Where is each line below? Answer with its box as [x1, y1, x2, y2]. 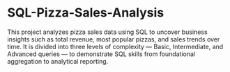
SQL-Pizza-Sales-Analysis [7, 5, 164, 21]
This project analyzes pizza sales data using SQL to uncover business [7, 28, 208, 36]
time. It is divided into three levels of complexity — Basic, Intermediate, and [7, 42, 224, 51]
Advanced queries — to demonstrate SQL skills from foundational [7, 50, 196, 58]
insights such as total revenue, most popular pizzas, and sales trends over [7, 35, 220, 43]
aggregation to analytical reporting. [7, 57, 109, 65]
